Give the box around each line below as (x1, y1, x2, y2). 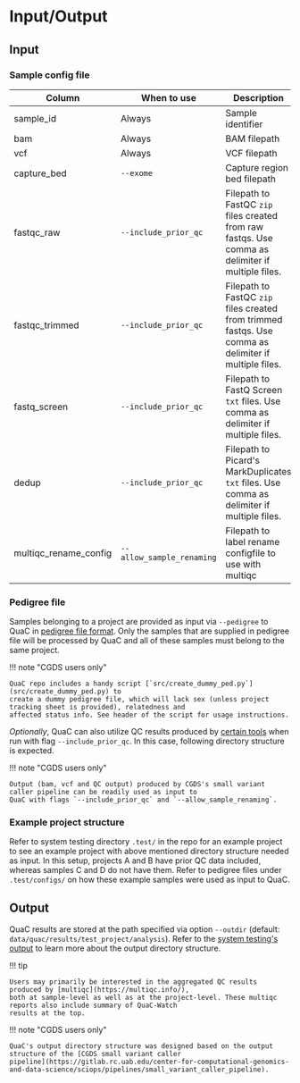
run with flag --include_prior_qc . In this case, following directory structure (9, 735, 285, 747)
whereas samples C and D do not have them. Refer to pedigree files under (9, 865, 282, 876)
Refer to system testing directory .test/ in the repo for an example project (9, 836, 283, 847)
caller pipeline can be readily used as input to (9, 788, 198, 797)
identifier (225, 118, 263, 130)
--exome (120, 168, 154, 178)
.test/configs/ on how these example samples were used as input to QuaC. (9, 874, 290, 886)
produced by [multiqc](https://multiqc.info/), (9, 986, 190, 995)
